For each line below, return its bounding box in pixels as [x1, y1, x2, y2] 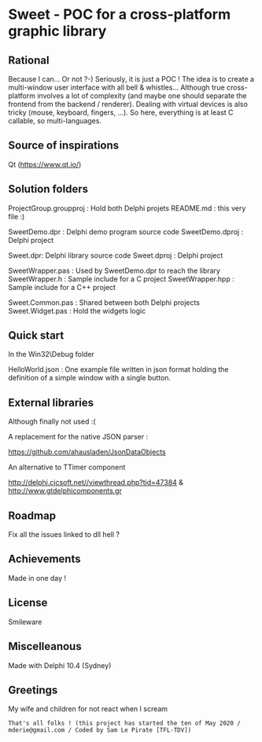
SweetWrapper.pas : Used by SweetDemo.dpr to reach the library [8, 266, 220, 275]
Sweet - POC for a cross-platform [8, 6, 231, 24]
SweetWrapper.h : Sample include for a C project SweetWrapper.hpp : [8, 274, 234, 284]
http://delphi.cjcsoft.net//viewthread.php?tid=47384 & [8, 478, 183, 487]
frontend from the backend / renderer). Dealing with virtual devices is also [8, 100, 248, 108]
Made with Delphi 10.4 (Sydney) [8, 660, 112, 670]
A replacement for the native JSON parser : [8, 432, 148, 442]
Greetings [8, 683, 58, 696]
